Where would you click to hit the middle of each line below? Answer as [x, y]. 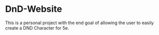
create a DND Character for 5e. [37, 28]
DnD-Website [34, 9]
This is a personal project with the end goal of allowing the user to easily [79, 23]
